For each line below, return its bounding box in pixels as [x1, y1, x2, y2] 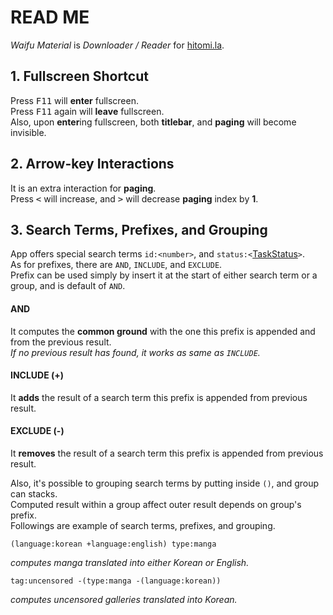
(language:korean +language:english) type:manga [10, 539, 217, 549]
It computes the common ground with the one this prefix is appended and [10, 325, 316, 337]
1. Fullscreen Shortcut [10, 68, 149, 85]
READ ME [10, 6, 90, 29]
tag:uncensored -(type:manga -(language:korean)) [10, 576, 222, 586]
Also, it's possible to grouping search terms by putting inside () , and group [10, 477, 320, 489]
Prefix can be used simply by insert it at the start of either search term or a [10, 269, 318, 281]
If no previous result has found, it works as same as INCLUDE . [10, 346, 261, 358]
